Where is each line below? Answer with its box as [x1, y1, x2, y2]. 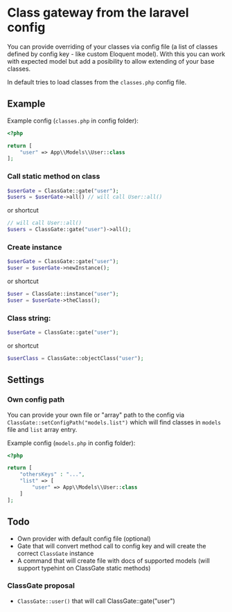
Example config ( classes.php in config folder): [7, 116, 139, 125]
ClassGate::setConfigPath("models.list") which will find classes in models [7, 417, 222, 426]
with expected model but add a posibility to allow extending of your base [7, 57, 215, 65]
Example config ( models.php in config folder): [7, 438, 136, 447]
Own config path [7, 395, 64, 404]
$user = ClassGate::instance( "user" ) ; [7, 291, 119, 298]
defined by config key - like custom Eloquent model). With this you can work [7, 50, 226, 58]
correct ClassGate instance [17, 549, 94, 557]
